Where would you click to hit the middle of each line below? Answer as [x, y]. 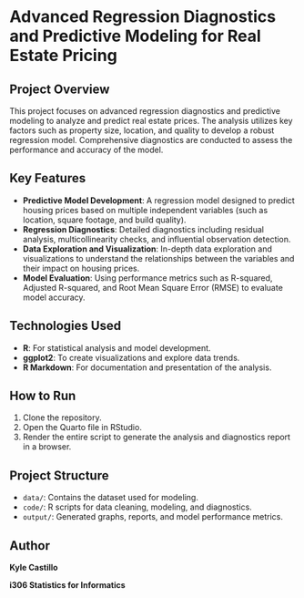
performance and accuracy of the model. [86, 149]
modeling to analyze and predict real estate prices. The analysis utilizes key [151, 121]
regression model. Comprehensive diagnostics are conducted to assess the [151, 140]
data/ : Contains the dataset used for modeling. [110, 498]
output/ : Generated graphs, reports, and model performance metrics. [153, 517]
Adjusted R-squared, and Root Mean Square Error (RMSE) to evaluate [153, 287]
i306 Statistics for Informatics [67, 585]
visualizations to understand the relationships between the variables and [158, 258]
